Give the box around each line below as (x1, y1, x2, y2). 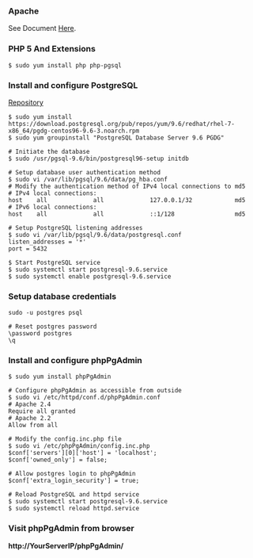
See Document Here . (8, 24, 77, 33)
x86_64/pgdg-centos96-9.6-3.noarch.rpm (8, 127, 140, 135)
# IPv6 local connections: (8, 203, 97, 211)
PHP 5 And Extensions (8, 44, 96, 55)
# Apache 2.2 (8, 415, 51, 422)
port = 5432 (8, 244, 47, 253)
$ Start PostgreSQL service (8, 258, 101, 266)
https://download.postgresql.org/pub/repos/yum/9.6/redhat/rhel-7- (8, 120, 236, 128)
